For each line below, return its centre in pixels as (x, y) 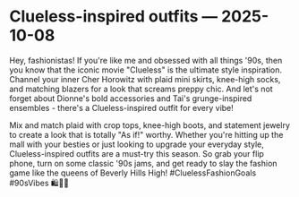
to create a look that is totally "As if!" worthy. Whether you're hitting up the (146, 134)
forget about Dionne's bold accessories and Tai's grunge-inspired (131, 98)
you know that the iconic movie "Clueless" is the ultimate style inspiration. (146, 70)
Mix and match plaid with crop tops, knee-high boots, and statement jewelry (150, 125)
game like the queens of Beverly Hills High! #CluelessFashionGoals (133, 173)
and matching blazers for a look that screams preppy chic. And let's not (141, 89)
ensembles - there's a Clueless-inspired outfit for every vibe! (122, 107)
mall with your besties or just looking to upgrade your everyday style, (137, 144)
